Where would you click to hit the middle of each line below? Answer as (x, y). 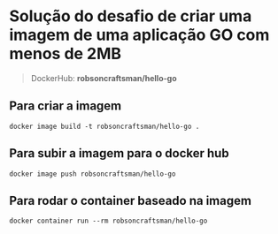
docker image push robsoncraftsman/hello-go (93, 174)
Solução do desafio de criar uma (131, 16)
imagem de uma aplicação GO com (139, 35)
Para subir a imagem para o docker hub (119, 153)
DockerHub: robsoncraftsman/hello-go (104, 78)
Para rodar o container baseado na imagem (131, 200)
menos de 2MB (66, 54)
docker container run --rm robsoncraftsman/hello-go (108, 221)
